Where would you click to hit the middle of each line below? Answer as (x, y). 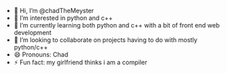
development (33, 32)
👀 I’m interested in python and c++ (63, 18)
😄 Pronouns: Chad (41, 54)
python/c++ (31, 47)
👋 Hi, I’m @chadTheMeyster (54, 11)
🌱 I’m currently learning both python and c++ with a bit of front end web (117, 25)
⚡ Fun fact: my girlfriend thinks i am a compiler (81, 62)
